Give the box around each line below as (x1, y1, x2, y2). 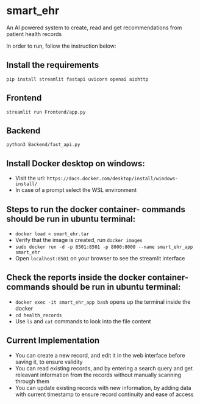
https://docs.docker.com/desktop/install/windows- (46, 175, 178, 182)
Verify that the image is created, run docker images (15, 237, 143, 243)
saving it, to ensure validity (15, 358, 83, 365)
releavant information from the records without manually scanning (15, 371, 182, 378)
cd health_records (15, 312, 62, 318)
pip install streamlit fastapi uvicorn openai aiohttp (6, 76, 149, 83)
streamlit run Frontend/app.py (6, 109, 86, 115)
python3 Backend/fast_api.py (6, 142, 80, 148)
